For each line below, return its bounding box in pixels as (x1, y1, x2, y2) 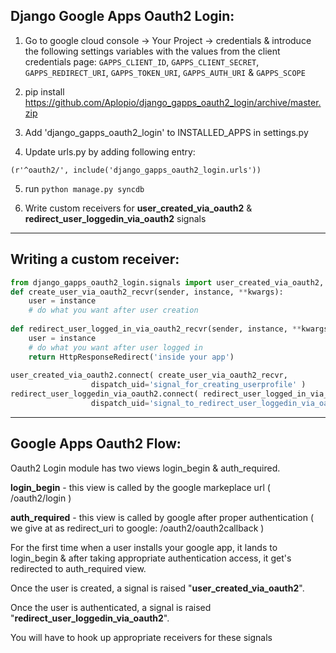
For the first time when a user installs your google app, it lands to (10, 541, 278, 553)
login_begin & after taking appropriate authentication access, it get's (10, 552, 292, 564)
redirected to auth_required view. (10, 562, 147, 574)
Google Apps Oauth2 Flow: (10, 435, 182, 453)
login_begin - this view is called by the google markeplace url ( (10, 481, 271, 493)
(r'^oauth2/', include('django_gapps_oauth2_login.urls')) (10, 165, 262, 175)
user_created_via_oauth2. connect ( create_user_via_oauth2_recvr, (10, 370, 288, 381)
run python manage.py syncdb (24, 182, 145, 194)
